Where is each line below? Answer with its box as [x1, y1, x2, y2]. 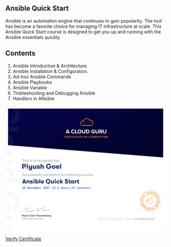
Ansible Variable [12, 84, 48, 90]
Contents [5, 49, 36, 58]
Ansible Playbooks [12, 79, 52, 85]
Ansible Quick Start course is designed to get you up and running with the [5, 28, 161, 35]
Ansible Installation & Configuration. [12, 68, 89, 74]
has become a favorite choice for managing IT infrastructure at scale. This [5, 23, 162, 29]
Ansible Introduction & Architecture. [12, 63, 89, 69]
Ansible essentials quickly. [5, 34, 61, 40]
